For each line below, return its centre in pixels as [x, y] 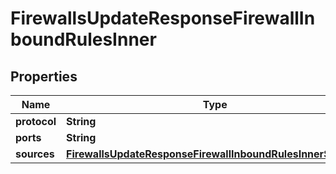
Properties [44, 76]
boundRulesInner [83, 39]
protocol [36, 121]
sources [35, 154]
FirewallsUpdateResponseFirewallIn [163, 18]
